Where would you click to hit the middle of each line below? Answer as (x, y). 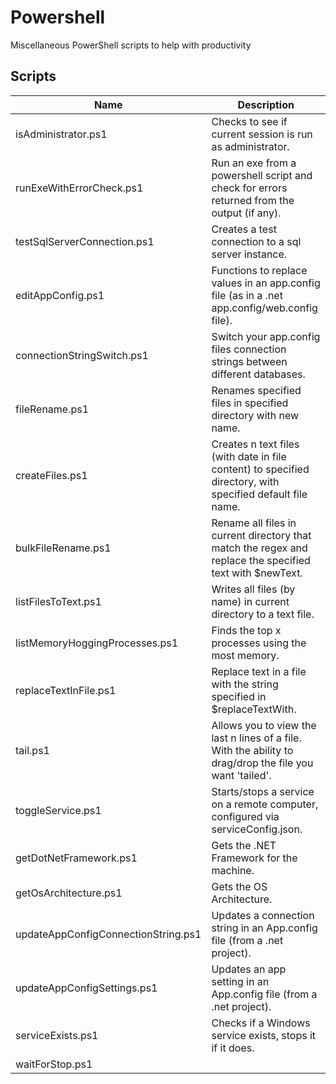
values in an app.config (266, 283)
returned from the (253, 200)
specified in (239, 696)
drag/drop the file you (262, 763)
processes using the (259, 643)
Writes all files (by (253, 589)
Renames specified (256, 390)
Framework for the (254, 858)
